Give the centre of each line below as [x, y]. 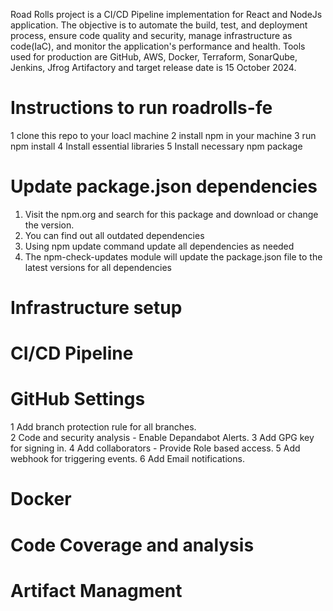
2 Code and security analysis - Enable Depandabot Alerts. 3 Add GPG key [162, 438]
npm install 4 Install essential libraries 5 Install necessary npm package [156, 146]
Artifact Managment [96, 590]
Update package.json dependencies [164, 186]
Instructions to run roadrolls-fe [141, 108]
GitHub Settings [78, 399]
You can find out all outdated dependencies [114, 235]
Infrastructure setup [96, 308]
